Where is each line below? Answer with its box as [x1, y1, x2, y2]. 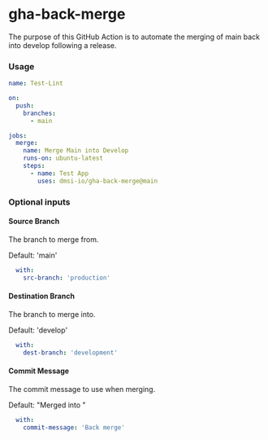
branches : [23, 109, 57, 117]
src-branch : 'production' [23, 274, 111, 282]
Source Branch [8, 217, 60, 227]
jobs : [8, 131, 27, 139]
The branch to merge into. [8, 309, 96, 319]
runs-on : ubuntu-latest [23, 154, 104, 163]
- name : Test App [29, 169, 89, 178]
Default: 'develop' [8, 325, 68, 335]
